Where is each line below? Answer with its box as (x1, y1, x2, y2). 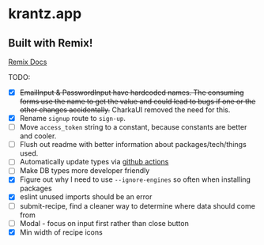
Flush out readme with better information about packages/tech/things (19, 140, 247, 149)
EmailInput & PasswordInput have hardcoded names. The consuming (19, 88, 244, 97)
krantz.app (8, 5, 82, 23)
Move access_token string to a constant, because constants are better (19, 122, 247, 132)
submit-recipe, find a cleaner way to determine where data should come (19, 201, 255, 210)
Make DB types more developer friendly (19, 166, 150, 175)
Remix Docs (8, 57, 47, 66)
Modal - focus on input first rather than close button (19, 218, 190, 228)
